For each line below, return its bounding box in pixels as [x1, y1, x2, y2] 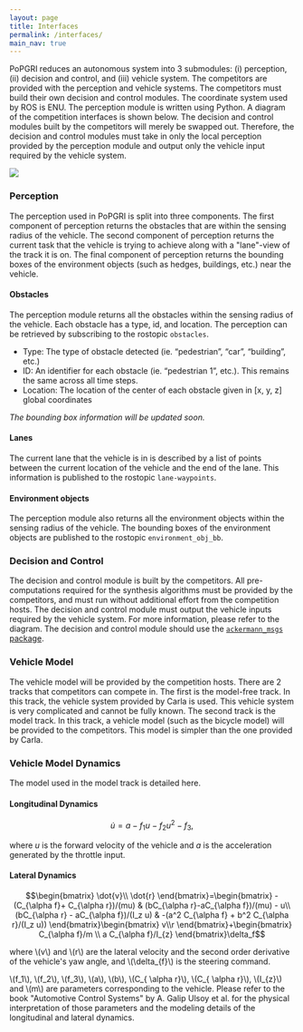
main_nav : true [9, 38, 67, 48]
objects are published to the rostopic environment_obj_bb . [9, 532, 224, 543]
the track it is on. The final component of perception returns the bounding [9, 248, 284, 259]
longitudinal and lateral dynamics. [9, 1012, 135, 1023]
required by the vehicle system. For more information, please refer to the [9, 614, 280, 625]
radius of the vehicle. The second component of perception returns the [9, 229, 274, 240]
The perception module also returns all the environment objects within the [9, 513, 285, 524]
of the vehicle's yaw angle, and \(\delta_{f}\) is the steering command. [9, 956, 271, 967]
